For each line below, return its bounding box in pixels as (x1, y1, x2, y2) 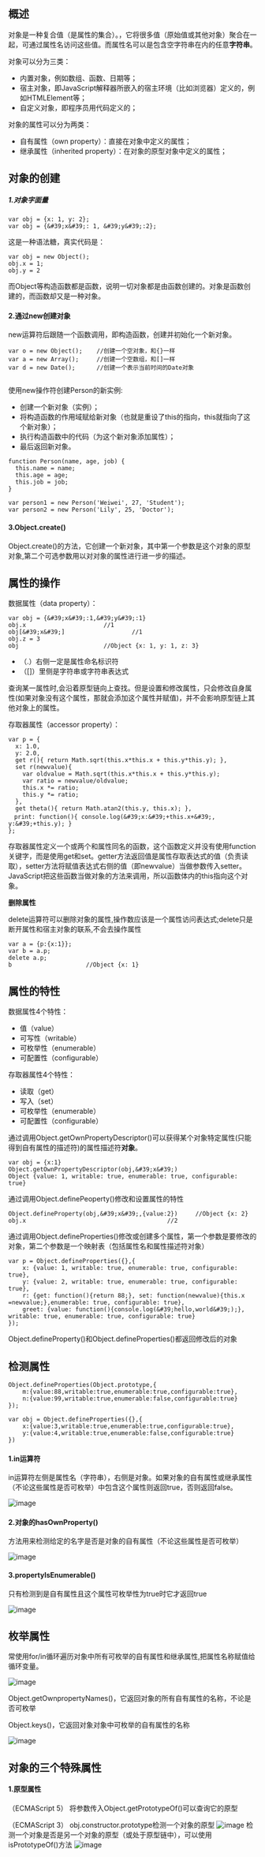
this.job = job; (15, 478, 69, 487)
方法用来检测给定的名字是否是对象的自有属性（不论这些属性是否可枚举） (8, 1537, 243, 1546)
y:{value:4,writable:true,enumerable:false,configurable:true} (22, 1429, 235, 1437)
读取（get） (19, 1087, 59, 1097)
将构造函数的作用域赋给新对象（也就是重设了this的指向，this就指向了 (19, 413, 244, 422)
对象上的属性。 (14, 703, 64, 712)
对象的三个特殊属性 (8, 1761, 102, 1774)
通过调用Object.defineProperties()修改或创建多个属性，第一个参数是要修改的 (8, 1231, 257, 1241)
